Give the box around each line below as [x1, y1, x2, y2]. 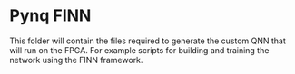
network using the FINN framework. [9, 54, 143, 65]
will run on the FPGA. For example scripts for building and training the [9, 44, 270, 55]
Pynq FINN [9, 5, 92, 26]
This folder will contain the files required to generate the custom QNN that [9, 35, 286, 46]
